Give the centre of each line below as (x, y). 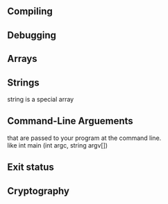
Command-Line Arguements (70, 121)
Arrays (22, 59)
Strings (23, 83)
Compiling (30, 11)
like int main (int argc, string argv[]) (58, 145)
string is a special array (41, 99)
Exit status (31, 167)
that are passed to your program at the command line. (84, 138)
